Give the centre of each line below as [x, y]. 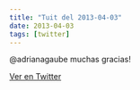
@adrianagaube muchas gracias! [70, 60]
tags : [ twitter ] [39, 34]
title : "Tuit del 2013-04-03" [66, 17]
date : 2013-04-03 [42, 26]
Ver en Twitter [35, 77]
